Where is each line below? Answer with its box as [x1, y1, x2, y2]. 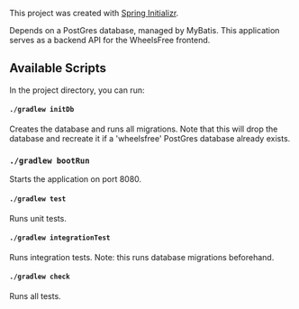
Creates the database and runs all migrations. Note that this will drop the [9, 123, 278, 134]
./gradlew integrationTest [9, 233, 111, 242]
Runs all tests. [9, 290, 61, 301]
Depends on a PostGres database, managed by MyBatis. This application [9, 25, 280, 35]
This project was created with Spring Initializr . [9, 8, 179, 18]
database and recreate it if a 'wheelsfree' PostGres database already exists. [9, 133, 291, 144]
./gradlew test [9, 194, 67, 204]
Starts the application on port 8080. [9, 174, 142, 185]
